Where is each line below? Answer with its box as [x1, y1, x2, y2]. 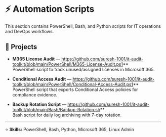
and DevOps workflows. [5, 28, 54, 34]
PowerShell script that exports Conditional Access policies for [12, 87, 138, 92]
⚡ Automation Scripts [5, 3, 95, 15]
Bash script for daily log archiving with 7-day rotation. [12, 112, 122, 118]
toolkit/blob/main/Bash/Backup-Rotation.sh [12, 106, 100, 112]
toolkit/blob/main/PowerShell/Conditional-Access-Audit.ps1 [12, 81, 133, 87]
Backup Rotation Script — [12, 101, 67, 107]
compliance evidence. [12, 91, 58, 97]
